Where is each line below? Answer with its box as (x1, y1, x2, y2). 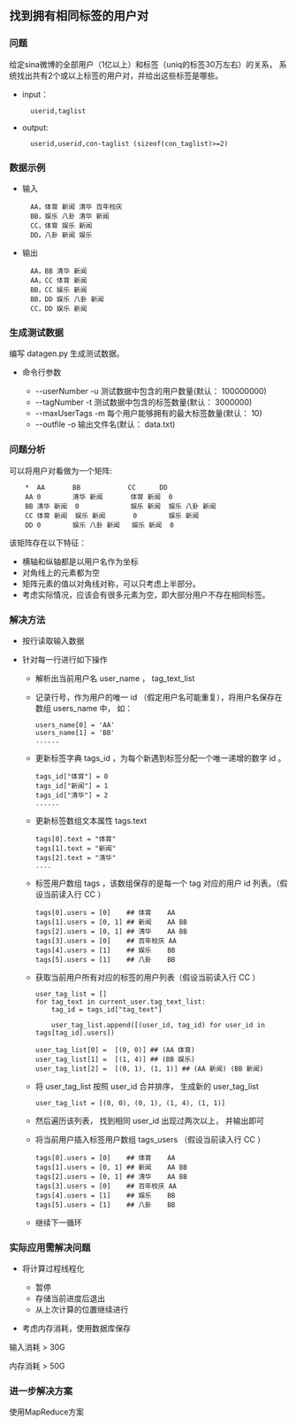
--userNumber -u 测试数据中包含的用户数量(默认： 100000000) (34, 386, 267, 397)
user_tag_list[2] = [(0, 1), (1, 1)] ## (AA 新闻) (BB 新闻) (34, 1064, 264, 1073)
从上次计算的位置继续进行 (34, 1305, 129, 1315)
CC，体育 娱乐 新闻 (30, 221, 93, 230)
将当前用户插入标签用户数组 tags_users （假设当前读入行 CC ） (34, 1134, 266, 1144)
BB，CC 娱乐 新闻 (30, 285, 87, 294)
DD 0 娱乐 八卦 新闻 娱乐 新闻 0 (25, 521, 174, 530)
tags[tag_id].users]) (34, 1028, 115, 1037)
